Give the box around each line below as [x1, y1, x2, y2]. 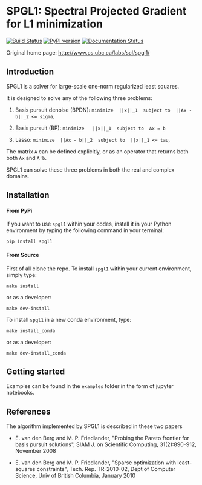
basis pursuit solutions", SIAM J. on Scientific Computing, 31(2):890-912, [15, 441, 197, 448]
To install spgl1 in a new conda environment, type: [6, 316, 132, 323]
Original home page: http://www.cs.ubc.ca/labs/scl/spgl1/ [6, 48, 150, 56]
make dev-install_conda [6, 350, 67, 356]
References [6, 406, 51, 416]
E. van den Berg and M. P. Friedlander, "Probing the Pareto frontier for [15, 435, 189, 442]
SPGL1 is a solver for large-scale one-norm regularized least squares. [6, 82, 180, 90]
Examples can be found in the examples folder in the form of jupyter [6, 383, 174, 390]
